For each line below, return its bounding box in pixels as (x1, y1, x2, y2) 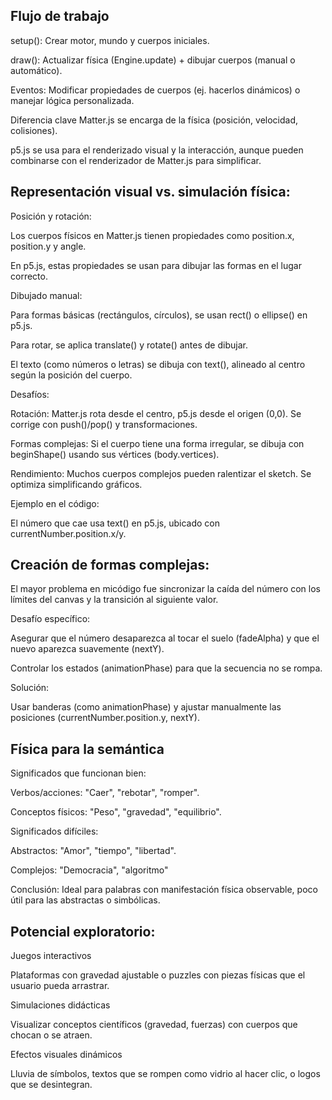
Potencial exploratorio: (10, 923, 156, 940)
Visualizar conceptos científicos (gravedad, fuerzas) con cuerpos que (10, 1019, 298, 1031)
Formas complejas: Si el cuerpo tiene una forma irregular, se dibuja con (10, 437, 305, 449)
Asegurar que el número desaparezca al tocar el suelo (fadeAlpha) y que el (10, 632, 320, 644)
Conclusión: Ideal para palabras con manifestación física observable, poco (10, 884, 318, 896)
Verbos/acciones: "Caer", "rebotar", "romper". (10, 787, 200, 799)
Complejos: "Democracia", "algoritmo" (10, 864, 169, 876)
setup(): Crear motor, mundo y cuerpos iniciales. (10, 34, 210, 46)
